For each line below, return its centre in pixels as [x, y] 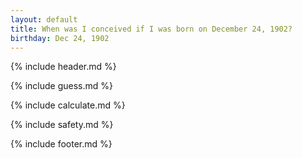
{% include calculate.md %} [68, 105]
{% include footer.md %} [61, 144]
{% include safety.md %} [62, 125]
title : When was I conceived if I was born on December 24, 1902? [151, 29]
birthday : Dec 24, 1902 [60, 38]
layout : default [44, 19]
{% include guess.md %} [61, 86]
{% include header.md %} [63, 67]
